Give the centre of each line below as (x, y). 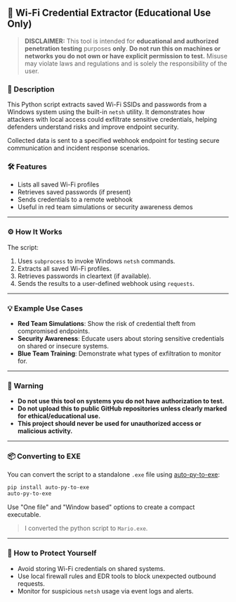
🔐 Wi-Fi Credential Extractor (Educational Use (109, 13)
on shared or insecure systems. (63, 346)
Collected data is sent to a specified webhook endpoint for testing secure (113, 141)
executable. (24, 515)
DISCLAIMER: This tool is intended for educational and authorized (122, 41)
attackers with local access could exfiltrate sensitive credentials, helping (112, 120)
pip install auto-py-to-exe (48, 487)
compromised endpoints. (53, 331)
